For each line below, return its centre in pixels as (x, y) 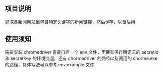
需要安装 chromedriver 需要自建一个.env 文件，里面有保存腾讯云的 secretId (82, 52)
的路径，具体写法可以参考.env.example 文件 (50, 64)
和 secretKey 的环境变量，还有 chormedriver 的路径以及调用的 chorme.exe (81, 58)
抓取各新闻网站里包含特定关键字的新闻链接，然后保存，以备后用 (70, 22)
